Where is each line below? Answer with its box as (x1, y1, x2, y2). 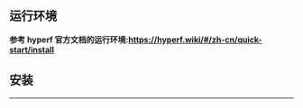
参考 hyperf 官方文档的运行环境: (9, 34, 129, 45)
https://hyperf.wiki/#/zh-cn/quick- (127, 34, 263, 45)
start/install (9, 44, 54, 55)
